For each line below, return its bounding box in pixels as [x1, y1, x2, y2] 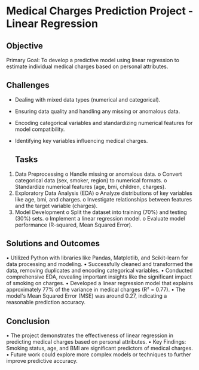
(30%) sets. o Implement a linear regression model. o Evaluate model [14, 215, 185, 222]
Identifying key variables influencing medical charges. [14, 137, 148, 144]
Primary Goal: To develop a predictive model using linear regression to [6, 57, 179, 63]
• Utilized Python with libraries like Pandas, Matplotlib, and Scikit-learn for [6, 254, 189, 261]
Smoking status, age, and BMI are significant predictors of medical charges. [6, 345, 193, 352]
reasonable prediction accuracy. [6, 299, 85, 306]
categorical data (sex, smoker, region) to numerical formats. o [14, 176, 167, 184]
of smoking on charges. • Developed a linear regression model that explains [6, 280, 194, 287]
